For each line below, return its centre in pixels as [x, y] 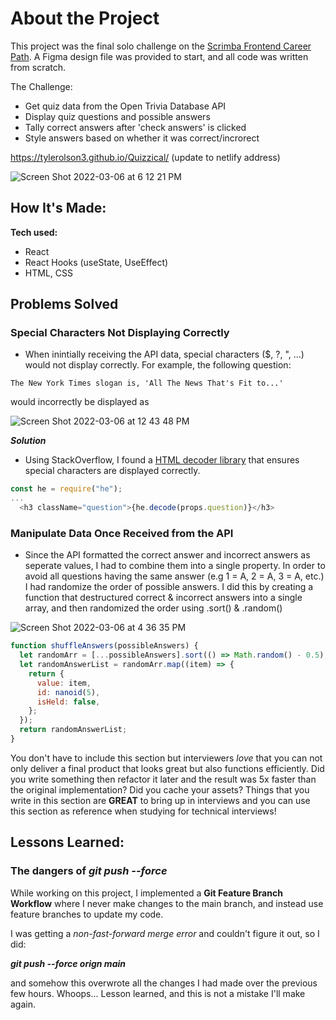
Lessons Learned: [67, 842]
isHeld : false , [68, 702]
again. [23, 1004]
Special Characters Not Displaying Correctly [120, 333]
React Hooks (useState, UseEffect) [96, 262]
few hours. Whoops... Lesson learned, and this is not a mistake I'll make [158, 993]
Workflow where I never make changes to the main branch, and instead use [167, 903]
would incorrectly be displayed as [80, 402]
